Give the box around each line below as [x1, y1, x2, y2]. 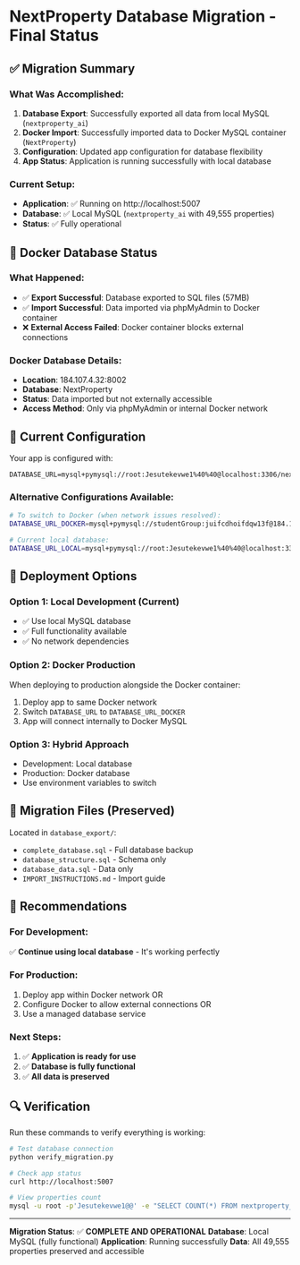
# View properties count [9, 1193, 102, 1202]
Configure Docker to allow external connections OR [21, 998, 212, 1009]
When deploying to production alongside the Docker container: [9, 679, 241, 690]
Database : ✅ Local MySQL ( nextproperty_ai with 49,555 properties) [21, 209, 275, 219]
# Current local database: [9, 535, 110, 545]
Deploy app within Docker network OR [21, 989, 163, 1000]
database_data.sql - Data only [21, 863, 134, 874]
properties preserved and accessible [9, 1246, 145, 1257]
